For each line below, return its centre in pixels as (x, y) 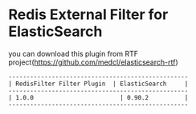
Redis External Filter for (88, 15)
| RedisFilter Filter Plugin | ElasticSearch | (98, 84)
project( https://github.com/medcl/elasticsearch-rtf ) (93, 62)
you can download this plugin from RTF (73, 53)
